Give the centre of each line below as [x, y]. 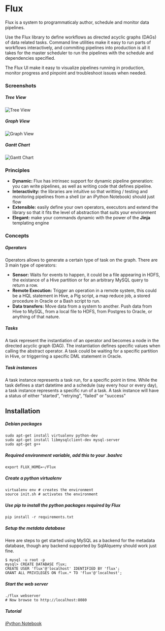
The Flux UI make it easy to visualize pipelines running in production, [75, 68]
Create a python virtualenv [33, 478]
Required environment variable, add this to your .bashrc [64, 455]
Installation [23, 411]
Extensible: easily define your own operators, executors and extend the [85, 207]
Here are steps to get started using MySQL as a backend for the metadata [80, 541]
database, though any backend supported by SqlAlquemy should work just [81, 546]
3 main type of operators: [31, 265]
